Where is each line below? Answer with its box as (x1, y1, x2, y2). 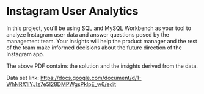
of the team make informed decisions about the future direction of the (6, 44, 182, 51)
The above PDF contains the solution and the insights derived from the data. (6, 62, 199, 70)
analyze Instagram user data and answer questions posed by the (6, 31, 169, 38)
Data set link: (6, 74, 40, 81)
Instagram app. (6, 50, 45, 57)
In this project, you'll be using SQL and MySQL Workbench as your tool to (6, 24, 191, 32)
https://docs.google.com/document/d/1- (40, 74, 142, 81)
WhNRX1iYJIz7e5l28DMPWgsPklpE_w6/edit (6, 81, 117, 88)
